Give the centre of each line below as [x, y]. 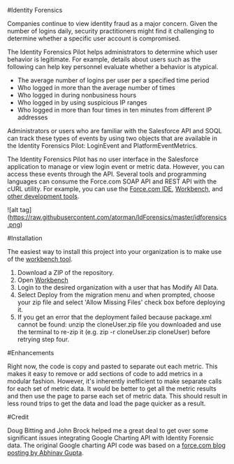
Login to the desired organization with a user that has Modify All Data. [118, 287]
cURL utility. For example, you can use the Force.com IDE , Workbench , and [115, 189]
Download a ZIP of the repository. [66, 272]
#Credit [18, 417]
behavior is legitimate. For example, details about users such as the [104, 59]
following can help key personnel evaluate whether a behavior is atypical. [113, 67]
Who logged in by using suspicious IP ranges [82, 103]
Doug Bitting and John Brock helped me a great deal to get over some [108, 431]
